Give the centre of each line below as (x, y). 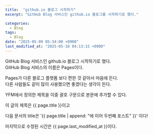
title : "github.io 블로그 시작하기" (40, 10)
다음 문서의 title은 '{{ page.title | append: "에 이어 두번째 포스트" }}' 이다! (76, 116)
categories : (17, 23)
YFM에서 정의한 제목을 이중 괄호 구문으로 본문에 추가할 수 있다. (66, 94)
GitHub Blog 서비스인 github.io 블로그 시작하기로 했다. (58, 61)
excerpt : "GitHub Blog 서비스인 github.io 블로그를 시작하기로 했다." (72, 14)
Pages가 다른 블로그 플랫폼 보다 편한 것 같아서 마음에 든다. (62, 78)
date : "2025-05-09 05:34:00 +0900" (42, 42)
